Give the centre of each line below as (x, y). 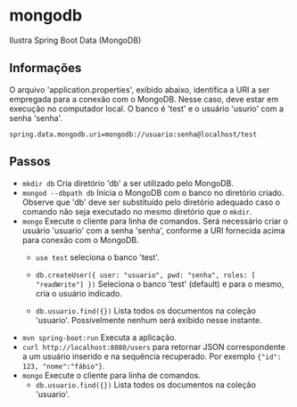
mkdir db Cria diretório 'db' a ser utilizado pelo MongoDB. (128, 183)
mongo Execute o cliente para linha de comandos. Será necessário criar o (155, 221)
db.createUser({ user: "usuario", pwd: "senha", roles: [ (145, 275)
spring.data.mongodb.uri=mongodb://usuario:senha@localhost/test (133, 134)
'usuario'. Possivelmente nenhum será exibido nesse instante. (149, 320)
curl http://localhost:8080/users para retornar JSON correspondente (153, 346)
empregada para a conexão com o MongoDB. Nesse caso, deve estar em (144, 99)
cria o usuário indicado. (79, 293)
